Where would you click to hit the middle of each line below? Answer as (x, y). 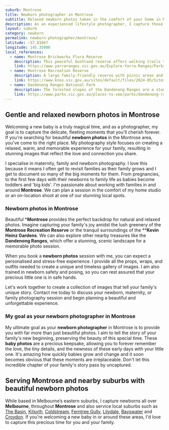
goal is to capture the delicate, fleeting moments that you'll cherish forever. (83, 132)
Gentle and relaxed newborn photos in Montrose (82, 115)
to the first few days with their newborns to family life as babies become (80, 179)
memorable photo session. (33, 246)
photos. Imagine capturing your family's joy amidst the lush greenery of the (83, 225)
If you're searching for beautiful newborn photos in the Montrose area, (79, 138)
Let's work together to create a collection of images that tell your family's (81, 287)
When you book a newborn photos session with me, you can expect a (78, 256)
